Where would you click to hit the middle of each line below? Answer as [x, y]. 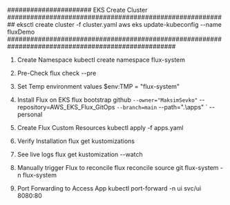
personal [30, 114]
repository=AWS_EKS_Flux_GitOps [66, 107]
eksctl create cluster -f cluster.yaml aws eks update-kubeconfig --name [119, 24]
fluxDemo [21, 32]
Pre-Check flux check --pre [57, 73]
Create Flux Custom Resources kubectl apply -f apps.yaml [100, 128]
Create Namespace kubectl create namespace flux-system [101, 60]
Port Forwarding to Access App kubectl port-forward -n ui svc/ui [109, 188]
